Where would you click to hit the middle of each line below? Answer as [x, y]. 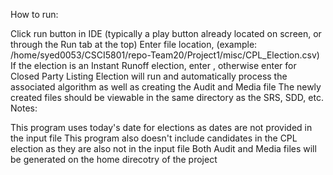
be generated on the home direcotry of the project [114, 159]
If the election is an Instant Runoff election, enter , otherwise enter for [153, 65]
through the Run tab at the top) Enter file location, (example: [134, 44]
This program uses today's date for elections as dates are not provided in [161, 127]
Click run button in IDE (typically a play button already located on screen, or [166, 33]
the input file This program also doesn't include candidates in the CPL [154, 138]
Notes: [24, 108]
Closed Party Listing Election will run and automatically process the [149, 76]
